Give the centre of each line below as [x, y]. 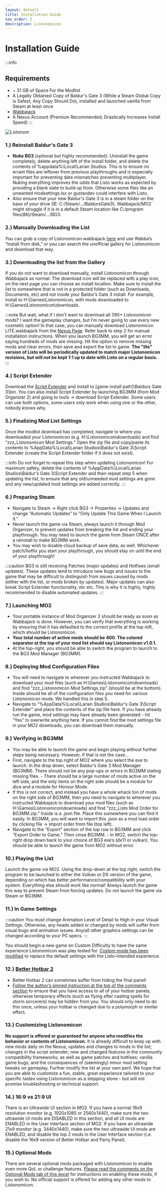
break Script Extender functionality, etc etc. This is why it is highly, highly [80, 587]
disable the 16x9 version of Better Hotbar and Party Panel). [66, 1140]
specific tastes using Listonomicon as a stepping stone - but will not [75, 1078]
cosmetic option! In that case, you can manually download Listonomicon [79, 325]
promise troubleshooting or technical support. [52, 1084]
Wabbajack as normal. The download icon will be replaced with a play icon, [82, 278]
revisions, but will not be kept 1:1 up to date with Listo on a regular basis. [82, 357]
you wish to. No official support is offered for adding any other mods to [78, 1179]
